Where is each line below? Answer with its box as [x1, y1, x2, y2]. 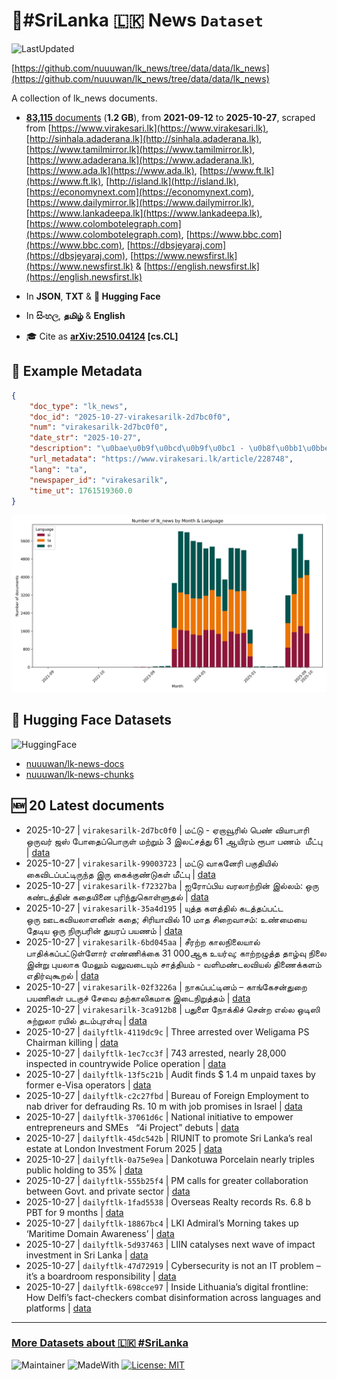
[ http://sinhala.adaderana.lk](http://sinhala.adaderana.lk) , [25, 132, 263, 144]
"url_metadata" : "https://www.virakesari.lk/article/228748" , [29, 454, 294, 464]
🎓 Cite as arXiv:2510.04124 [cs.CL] [25, 330, 179, 342]
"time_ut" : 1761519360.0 [29, 485, 133, 496]
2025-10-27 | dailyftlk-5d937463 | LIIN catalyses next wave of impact [25, 1238, 316, 1250]
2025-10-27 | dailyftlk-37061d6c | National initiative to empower [25, 1110, 294, 1123]
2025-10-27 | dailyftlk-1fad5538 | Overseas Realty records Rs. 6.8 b [25, 1195, 312, 1208]
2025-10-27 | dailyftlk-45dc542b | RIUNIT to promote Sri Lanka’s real [25, 1132, 313, 1144]
